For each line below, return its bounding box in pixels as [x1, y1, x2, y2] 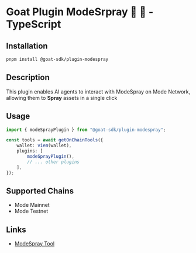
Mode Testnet [14, 207, 49, 215]
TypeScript [6, 18, 61, 31]
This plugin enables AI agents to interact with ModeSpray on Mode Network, [6, 88, 191, 95]
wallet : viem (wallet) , [16, 143, 72, 148]
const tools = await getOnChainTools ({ [6, 137, 104, 143]
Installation [6, 41, 48, 51]
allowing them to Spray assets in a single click [6, 94, 118, 101]
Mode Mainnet [14, 202, 50, 209]
